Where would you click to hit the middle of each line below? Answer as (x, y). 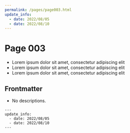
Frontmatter (24, 89)
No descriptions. (29, 101)
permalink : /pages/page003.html (38, 10)
